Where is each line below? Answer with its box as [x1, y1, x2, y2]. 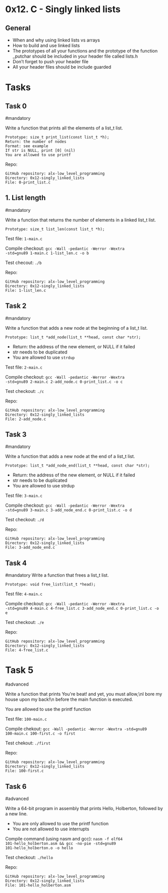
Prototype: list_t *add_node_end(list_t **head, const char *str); [5, 463, 150, 468]
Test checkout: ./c [5, 388, 44, 394]
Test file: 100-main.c [5, 716, 47, 722]
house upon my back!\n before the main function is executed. [5, 696, 133, 702]
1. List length [5, 194, 46, 202]
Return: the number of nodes [5, 139, 67, 144]
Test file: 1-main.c [5, 235, 43, 241]
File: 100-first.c [5, 769, 44, 774]
